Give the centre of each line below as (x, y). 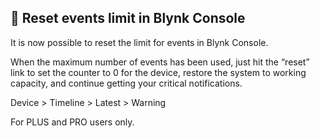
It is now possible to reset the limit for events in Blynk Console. (139, 42)
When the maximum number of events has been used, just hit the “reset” (160, 62)
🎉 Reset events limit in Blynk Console (128, 18)
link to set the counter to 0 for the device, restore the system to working (158, 72)
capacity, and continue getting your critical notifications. (126, 83)
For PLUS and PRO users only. (72, 122)
